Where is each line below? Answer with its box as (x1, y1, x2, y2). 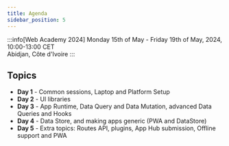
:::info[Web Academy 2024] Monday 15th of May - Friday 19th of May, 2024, (7, 35, 223, 43)
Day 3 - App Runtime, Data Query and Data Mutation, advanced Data (16, 102, 213, 110)
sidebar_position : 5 (7, 16, 67, 23)
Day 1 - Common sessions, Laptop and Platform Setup (16, 88, 170, 96)
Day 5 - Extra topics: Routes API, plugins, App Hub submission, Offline (16, 124, 216, 132)
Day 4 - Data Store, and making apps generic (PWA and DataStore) (16, 117, 207, 125)
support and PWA (16, 132, 67, 140)
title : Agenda (7, 10, 48, 17)
